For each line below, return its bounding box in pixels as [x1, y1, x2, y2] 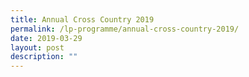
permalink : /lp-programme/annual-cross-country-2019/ [10, 24, 240, 34]
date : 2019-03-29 [10, 33, 83, 43]
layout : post [10, 42, 65, 53]
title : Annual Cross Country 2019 [10, 14, 155, 25]
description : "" [10, 52, 78, 62]
